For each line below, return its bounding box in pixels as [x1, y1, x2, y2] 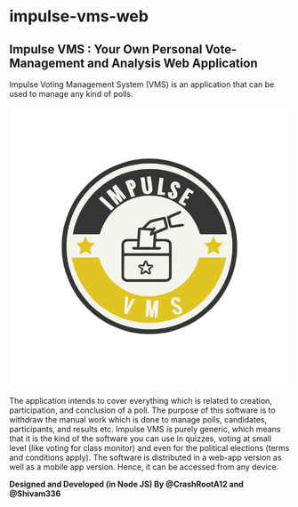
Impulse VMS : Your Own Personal [9, 42, 203, 57]
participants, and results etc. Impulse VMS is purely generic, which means [9, 424, 281, 434]
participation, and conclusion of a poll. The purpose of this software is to [9, 405, 276, 415]
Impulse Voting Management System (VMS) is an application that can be [9, 79, 275, 90]
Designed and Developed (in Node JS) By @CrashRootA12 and [9, 479, 244, 489]
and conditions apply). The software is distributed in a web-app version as [9, 452, 282, 463]
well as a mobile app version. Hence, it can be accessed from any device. [9, 462, 279, 472]
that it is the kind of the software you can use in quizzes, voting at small [9, 433, 272, 444]
